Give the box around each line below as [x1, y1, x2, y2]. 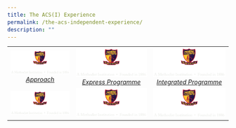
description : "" [7, 26, 55, 33]
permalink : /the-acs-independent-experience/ [7, 18, 143, 26]
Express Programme [81, 78, 141, 86]
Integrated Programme [156, 78, 223, 87]
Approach [25, 76, 55, 84]
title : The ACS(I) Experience [7, 11, 96, 18]
